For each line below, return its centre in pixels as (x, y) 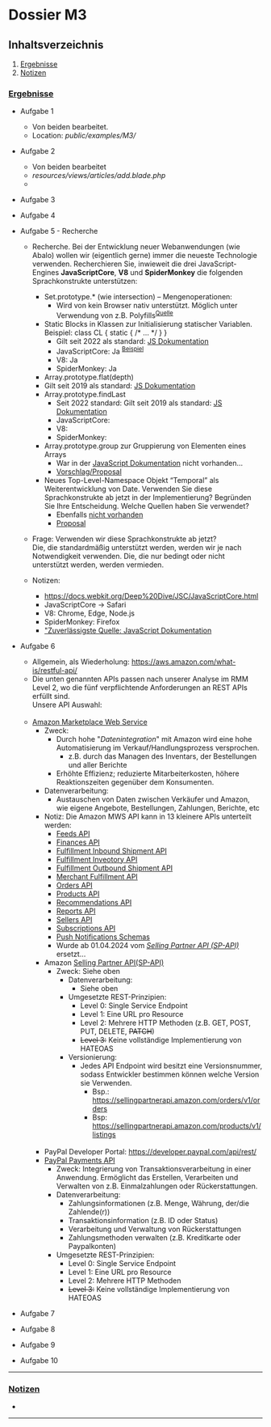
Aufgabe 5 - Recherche (59, 231)
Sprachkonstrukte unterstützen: (85, 282)
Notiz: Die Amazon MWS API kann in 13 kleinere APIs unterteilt (148, 816)
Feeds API (73, 833)
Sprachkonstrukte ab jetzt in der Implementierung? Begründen (148, 497)
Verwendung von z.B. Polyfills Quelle (115, 315)
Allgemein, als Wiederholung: (81, 662)
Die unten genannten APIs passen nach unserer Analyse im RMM (140, 679)
